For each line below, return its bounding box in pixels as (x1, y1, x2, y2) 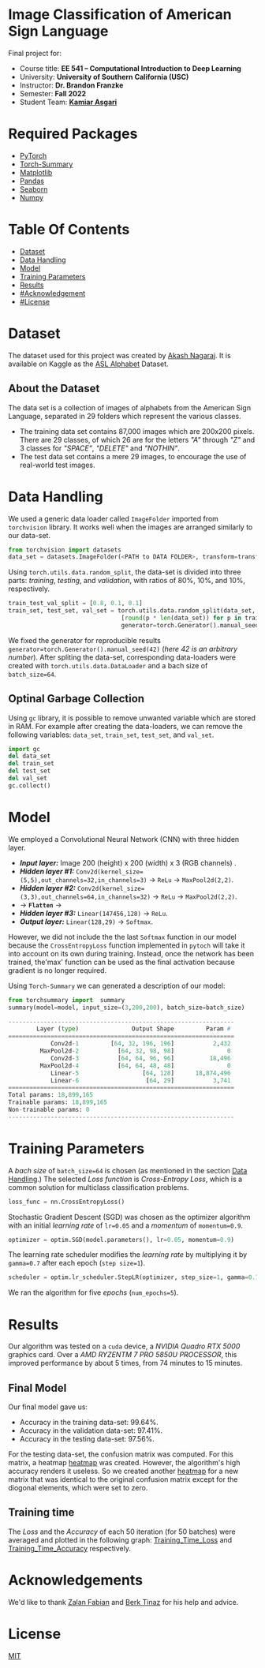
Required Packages (8, 125, 138, 143)
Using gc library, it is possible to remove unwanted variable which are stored (8, 712, 256, 723)
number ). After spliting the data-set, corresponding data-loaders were (8, 653, 237, 662)
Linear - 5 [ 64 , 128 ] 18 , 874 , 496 (50, 1069, 231, 1077)
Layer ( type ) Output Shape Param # (36, 1025, 231, 1033)
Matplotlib (19, 167, 53, 177)
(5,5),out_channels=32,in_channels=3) (19, 876, 147, 884)
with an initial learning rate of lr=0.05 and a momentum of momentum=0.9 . (8, 1221, 243, 1230)
